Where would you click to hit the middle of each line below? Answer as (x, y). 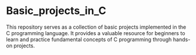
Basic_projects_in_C (56, 11)
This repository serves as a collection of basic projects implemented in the (96, 27)
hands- (182, 39)
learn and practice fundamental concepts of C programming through (89, 39)
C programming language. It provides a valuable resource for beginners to (96, 33)
